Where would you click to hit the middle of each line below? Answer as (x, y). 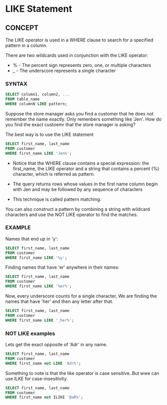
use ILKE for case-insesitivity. (37, 378)
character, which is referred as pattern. (54, 174)
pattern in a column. (26, 45)
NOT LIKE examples (30, 333)
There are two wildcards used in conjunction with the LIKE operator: (77, 55)
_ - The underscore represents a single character (64, 70)
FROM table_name (22, 99)
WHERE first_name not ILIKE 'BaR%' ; (44, 397)
